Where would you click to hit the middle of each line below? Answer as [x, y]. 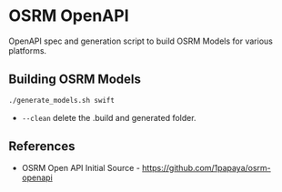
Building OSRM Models [75, 80]
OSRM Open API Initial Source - [81, 168]
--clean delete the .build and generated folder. [109, 117]
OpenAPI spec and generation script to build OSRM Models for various [141, 41]
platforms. [28, 50]
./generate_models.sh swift [62, 100]
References [42, 147]
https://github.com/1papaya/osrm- [206, 168]
